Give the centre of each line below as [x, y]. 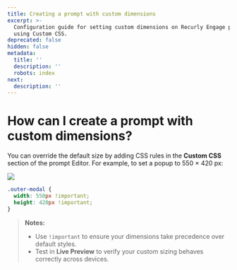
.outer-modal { [30, 189]
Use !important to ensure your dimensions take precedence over [130, 236]
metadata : [22, 54]
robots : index [34, 73]
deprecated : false [34, 40]
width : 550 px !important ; [52, 196]
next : [15, 80]
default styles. [56, 244]
